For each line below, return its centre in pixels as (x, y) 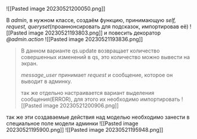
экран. (29, 63)
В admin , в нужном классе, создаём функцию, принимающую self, (91, 20)
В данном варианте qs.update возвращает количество (90, 51)
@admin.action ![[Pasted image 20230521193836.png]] (75, 39)
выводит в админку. (47, 81)
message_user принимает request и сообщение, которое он (97, 75)
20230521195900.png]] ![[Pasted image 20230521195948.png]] (85, 130)
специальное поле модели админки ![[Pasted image (72, 123)
